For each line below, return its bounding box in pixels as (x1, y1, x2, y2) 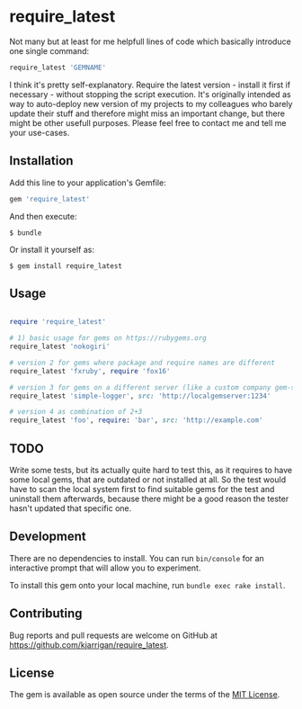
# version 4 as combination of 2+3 (9, 408, 143, 417)
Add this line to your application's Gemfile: (9, 177, 166, 188)
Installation (9, 153, 74, 168)
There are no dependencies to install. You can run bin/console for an (9, 552, 265, 563)
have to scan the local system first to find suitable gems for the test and (9, 484, 275, 494)
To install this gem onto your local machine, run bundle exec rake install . (9, 579, 286, 590)
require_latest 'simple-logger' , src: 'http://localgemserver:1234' (9, 391, 271, 400)
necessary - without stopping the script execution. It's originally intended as (9, 88, 291, 100)
